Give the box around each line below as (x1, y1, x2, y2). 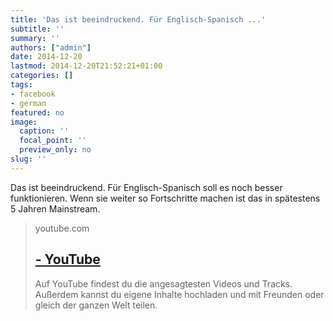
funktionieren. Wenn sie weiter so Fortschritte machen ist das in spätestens (10, 192, 321, 204)
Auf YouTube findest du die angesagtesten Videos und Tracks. (34, 277, 293, 290)
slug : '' (10, 154, 47, 164)
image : (10, 117, 38, 127)
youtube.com (34, 222, 90, 234)
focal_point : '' (19, 136, 87, 146)
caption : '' (19, 126, 70, 136)
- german (10, 98, 47, 108)
